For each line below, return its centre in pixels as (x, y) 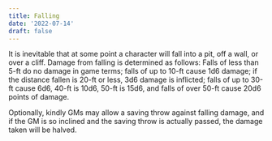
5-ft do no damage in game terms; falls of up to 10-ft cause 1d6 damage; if (133, 71)
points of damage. (39, 97)
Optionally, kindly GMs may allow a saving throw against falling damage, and (136, 113)
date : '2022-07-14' (41, 23)
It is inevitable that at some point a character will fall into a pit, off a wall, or (133, 54)
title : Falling (34, 16)
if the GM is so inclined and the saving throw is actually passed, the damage (136, 122)
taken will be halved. (43, 130)
